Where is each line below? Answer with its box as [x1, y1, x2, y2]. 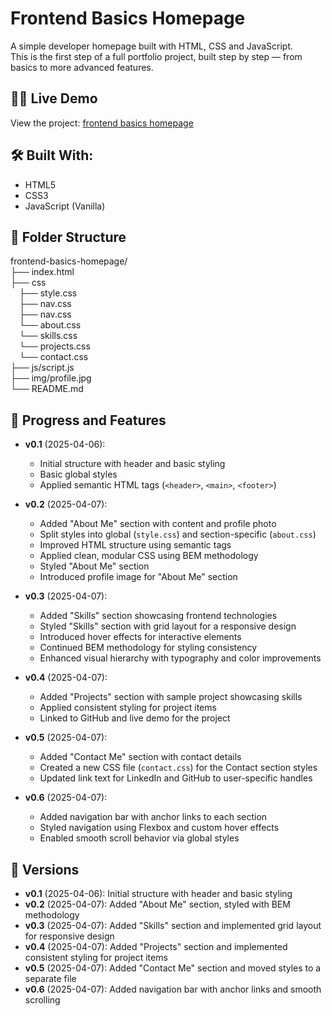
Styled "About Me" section [39, 560, 150, 572]
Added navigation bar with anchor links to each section [39, 811, 268, 823]
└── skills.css [19, 330, 78, 342]
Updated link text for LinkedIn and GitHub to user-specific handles [39, 772, 313, 784]
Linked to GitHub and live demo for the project [39, 712, 231, 724]
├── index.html [10, 266, 75, 278]
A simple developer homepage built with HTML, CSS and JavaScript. [10, 40, 294, 52]
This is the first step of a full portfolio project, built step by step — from [10, 50, 303, 62]
